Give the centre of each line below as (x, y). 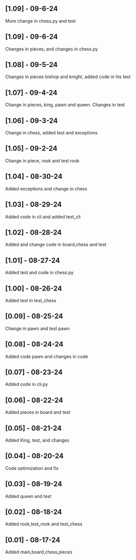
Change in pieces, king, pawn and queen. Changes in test (65, 105)
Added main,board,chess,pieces (39, 552)
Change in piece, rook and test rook (42, 161)
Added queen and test (28, 496)
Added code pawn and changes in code (47, 356)
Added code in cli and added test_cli (43, 217)
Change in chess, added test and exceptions (51, 133)
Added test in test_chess (31, 300)
